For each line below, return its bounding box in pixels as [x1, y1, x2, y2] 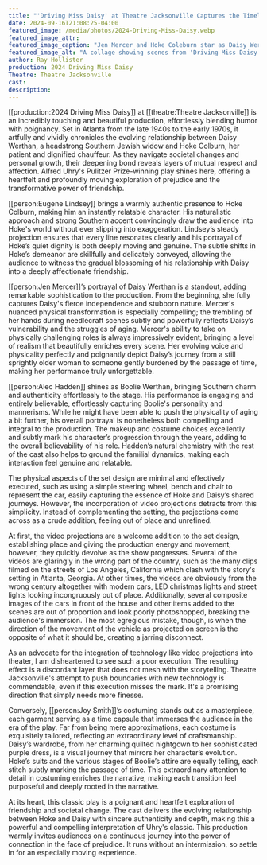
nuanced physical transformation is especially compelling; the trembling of [8, 307, 253, 317]
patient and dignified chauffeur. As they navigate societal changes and [8, 150, 240, 159]
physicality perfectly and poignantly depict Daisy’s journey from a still [8, 349, 236, 359]
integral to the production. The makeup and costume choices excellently [8, 424, 246, 434]
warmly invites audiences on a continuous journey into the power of [8, 831, 230, 840]
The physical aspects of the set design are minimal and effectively [8, 473, 225, 483]
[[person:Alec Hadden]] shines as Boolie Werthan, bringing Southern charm [8, 382, 257, 392]
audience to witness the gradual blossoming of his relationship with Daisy [8, 258, 250, 267]
